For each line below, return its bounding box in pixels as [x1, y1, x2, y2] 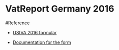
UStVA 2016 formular [12, 29, 57, 35]
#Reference [5, 20, 30, 26]
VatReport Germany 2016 [5, 3, 114, 15]
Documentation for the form [12, 39, 71, 45]
